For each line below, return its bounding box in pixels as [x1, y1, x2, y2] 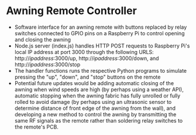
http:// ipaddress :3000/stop [14, 60, 81, 68]
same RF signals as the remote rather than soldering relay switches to [14, 117, 183, 124]
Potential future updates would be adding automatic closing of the [14, 79, 174, 86]
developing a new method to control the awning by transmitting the [14, 110, 177, 118]
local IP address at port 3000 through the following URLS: [14, 48, 154, 55]
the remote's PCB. [14, 123, 59, 130]
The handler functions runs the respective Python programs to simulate [14, 67, 187, 74]
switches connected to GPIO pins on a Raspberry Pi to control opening [14, 29, 185, 36]
